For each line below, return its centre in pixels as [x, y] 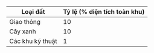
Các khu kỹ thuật [33, 41]
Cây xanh [23, 31]
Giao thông [25, 22]
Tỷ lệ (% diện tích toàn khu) [104, 12]
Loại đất [33, 12]
